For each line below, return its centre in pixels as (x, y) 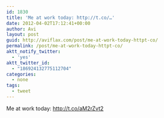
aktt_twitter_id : (28, 63)
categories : (21, 74)
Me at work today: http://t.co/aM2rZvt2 (55, 108)
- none (20, 80)
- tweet (21, 91)
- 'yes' (21, 57)
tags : (13, 86)
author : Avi (21, 29)
